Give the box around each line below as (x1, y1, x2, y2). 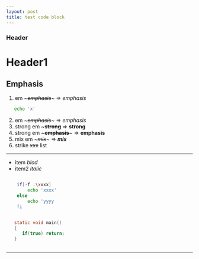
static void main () (14, 219, 62, 225)
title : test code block (6, 14, 65, 20)
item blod (14, 159, 38, 166)
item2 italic (14, 165, 42, 172)
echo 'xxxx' (27, 187, 57, 193)
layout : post (6, 8, 38, 15)
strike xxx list (14, 142, 47, 149)
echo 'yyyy (27, 198, 54, 204)
